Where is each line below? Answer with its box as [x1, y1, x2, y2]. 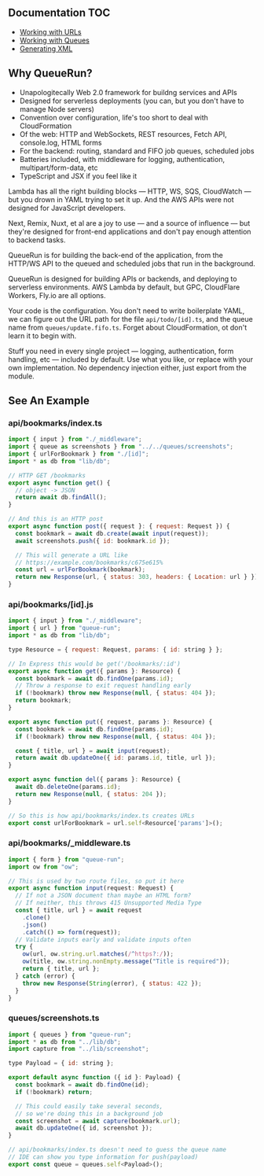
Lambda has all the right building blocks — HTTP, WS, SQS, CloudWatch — [8, 186, 251, 196]
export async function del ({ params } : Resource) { [8, 776, 181, 783]
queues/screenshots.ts [8, 1012, 100, 1023]
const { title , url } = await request [15, 906, 143, 915]
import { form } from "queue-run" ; [8, 855, 125, 864]
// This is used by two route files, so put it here [8, 877, 185, 885]
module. [8, 371, 35, 381]
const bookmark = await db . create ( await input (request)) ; [15, 529, 210, 537]
